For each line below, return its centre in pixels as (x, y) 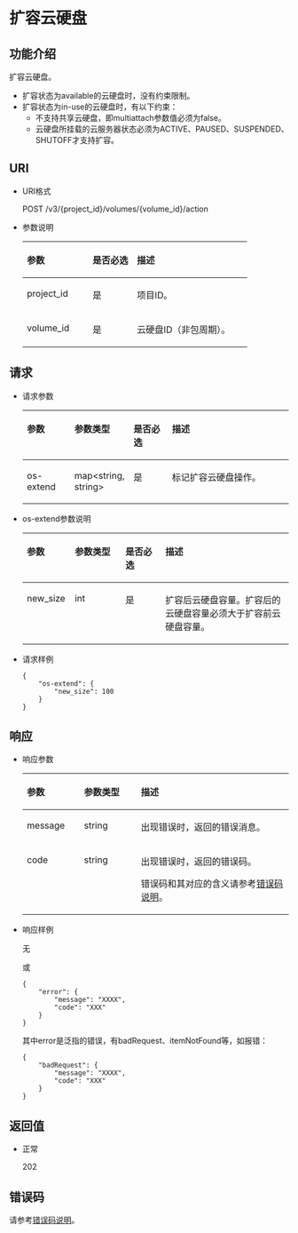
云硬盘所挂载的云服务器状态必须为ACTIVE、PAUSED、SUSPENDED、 (162, 129)
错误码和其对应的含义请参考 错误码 (212, 884)
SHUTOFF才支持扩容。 (77, 140)
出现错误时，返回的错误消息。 (203, 827)
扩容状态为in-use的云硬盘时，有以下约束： (100, 107)
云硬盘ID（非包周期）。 (184, 330)
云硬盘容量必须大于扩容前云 (223, 613)
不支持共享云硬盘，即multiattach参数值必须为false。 (130, 118)
